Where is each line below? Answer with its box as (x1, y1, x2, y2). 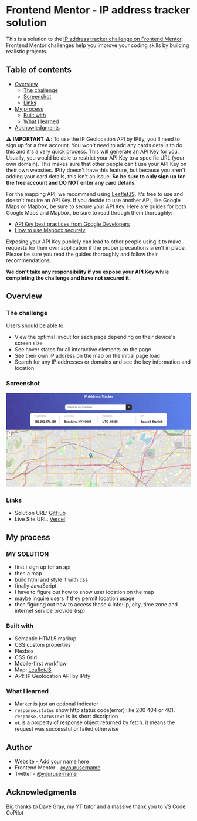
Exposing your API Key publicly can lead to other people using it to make (6, 238, 182, 245)
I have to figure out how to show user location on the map (14, 588, 154, 595)
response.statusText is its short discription (14, 713, 118, 720)
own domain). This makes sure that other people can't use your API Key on (6, 160, 187, 167)
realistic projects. (6, 48, 48, 55)
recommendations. (6, 256, 52, 264)
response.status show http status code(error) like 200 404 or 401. (14, 707, 175, 714)
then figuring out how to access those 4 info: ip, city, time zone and (14, 601, 178, 608)
